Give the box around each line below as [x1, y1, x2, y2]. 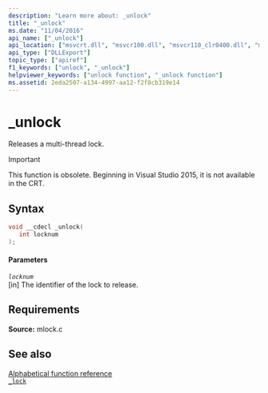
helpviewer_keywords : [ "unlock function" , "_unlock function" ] [8, 71, 223, 79]
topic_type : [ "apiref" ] [8, 57, 88, 65]
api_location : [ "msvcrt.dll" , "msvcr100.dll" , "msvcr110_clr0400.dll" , [8, 42, 251, 50]
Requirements [8, 303, 80, 316]
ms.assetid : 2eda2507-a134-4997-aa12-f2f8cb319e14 [8, 78, 180, 86]
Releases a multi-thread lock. [8, 139, 104, 149]
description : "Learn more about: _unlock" [8, 11, 152, 20]
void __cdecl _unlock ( [8, 223, 84, 232]
